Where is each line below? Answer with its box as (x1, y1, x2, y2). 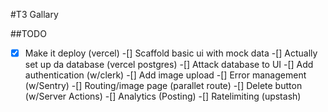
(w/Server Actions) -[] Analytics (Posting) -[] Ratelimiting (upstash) (24, 90, 302, 103)
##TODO (10, 28, 47, 39)
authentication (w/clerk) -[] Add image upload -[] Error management (24, 69, 307, 81)
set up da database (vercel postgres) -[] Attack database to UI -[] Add (24, 59, 314, 71)
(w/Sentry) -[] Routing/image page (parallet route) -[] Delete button (24, 80, 303, 92)
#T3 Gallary (10, 9, 59, 20)
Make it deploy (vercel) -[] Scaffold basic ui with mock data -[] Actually (24, 47, 318, 59)
